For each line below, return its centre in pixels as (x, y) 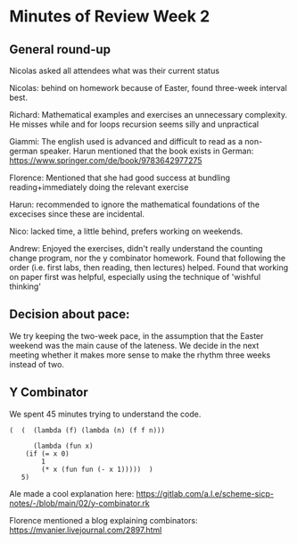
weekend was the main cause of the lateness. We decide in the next (134, 345)
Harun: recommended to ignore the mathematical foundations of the (135, 204)
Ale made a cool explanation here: (72, 493)
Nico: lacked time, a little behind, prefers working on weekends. (126, 231)
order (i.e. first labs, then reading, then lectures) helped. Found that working (148, 268)
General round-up (60, 49)
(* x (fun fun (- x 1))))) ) (97, 469)
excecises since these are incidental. (77, 214)
